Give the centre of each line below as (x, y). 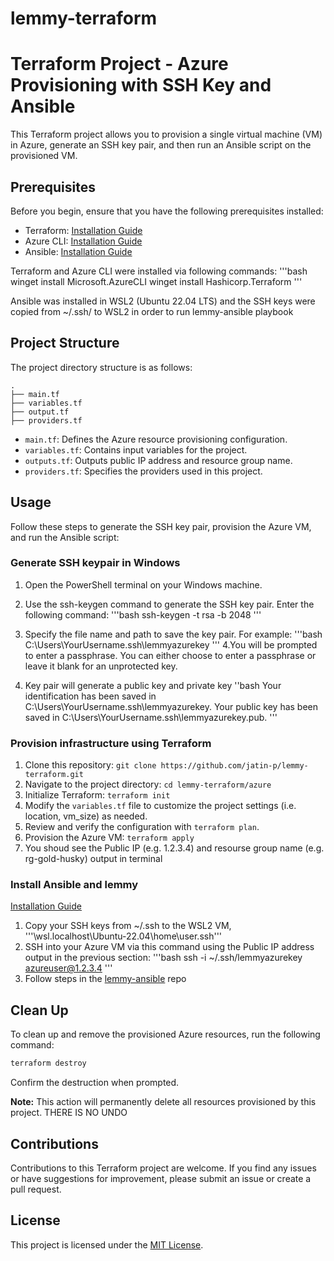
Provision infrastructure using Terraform (111, 743)
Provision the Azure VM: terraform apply (109, 838)
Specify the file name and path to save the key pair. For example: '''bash (173, 634)
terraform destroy (48, 1063)
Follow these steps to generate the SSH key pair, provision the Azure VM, (161, 526)
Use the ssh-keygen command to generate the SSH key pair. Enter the (169, 604)
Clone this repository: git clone (90, 765)
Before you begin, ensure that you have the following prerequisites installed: (167, 211)
